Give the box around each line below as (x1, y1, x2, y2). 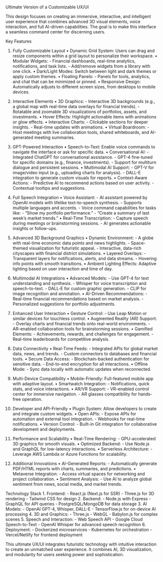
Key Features (5, 38, 32, 44)
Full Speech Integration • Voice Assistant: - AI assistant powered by (12, 195, 148, 200)
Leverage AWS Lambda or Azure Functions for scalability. (12, 451, 128, 457)
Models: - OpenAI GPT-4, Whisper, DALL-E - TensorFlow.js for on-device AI (5, 506, 156, 512)
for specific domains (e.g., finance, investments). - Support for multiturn (12, 160, 157, 165)
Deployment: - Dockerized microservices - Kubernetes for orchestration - (5, 527, 152, 532)
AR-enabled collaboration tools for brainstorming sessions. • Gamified (12, 326, 153, 331)
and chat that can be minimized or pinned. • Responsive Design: (12, 79, 141, 84)
